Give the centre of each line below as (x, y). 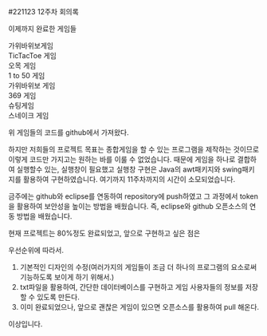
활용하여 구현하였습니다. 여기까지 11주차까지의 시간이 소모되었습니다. (129, 179)
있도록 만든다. (58, 297)
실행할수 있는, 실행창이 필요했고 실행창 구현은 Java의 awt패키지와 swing (129, 169)
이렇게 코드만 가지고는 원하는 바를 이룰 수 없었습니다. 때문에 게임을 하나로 (122, 159)
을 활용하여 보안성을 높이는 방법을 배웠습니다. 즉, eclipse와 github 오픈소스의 (128, 206)
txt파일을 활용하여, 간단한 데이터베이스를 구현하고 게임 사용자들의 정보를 (132, 287)
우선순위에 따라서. (36, 250)
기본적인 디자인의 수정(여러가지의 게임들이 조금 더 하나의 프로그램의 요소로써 (138, 267)
